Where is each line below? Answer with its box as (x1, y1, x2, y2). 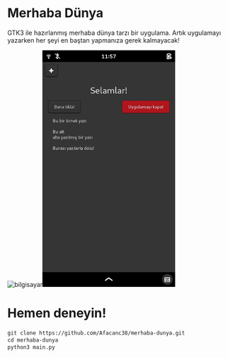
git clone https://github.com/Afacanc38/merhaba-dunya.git (7, 330, 186, 337)
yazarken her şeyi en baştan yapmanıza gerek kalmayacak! (7, 36, 180, 44)
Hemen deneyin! (7, 305, 107, 321)
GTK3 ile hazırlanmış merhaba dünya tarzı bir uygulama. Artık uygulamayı (7, 28, 222, 37)
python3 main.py (7, 344, 55, 351)
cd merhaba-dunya (7, 337, 59, 344)
